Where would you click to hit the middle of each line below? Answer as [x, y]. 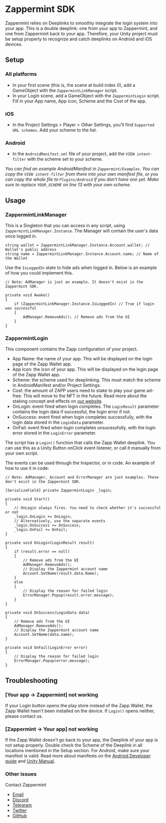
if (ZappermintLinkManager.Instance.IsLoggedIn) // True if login [84, 304]
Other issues [21, 774]
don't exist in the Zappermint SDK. [43, 482]
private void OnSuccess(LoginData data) [48, 613]
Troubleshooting [32, 681]
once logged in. [21, 236]
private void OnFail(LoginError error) [46, 648]
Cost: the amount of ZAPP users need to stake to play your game [79, 391]
